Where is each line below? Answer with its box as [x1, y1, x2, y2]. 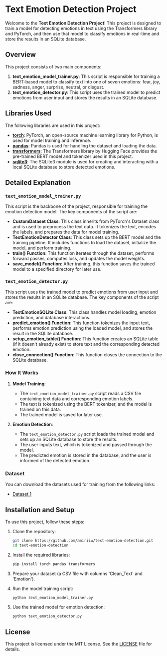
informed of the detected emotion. [19, 457, 91, 463]
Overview [5, 50, 36, 59]
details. [5, 646, 20, 653]
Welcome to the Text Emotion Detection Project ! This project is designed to [5, 20, 162, 26]
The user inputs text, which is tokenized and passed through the [19, 441, 152, 448]
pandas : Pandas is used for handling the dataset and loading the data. [12, 142, 157, 148]
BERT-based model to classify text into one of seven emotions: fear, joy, [12, 78, 161, 84]
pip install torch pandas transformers [12, 561, 96, 567]
